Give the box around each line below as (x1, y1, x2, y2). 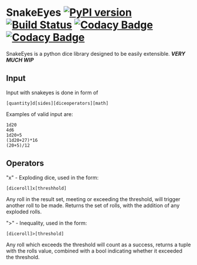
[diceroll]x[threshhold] (6, 185, 67, 191)
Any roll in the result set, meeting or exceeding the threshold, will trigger (6, 195, 181, 202)
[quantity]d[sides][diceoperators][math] (6, 100, 109, 106)
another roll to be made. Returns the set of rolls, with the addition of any (6, 202, 180, 209)
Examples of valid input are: (6, 110, 73, 117)
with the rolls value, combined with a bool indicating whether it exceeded (6, 247, 183, 254)
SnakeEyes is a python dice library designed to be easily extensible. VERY (6, 50, 186, 57)
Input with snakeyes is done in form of (6, 89, 98, 96)
